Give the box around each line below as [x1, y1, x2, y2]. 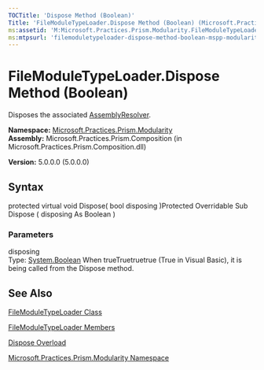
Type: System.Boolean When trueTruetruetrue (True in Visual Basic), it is [8, 255, 242, 265]
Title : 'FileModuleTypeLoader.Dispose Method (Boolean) [8, 19, 195, 27]
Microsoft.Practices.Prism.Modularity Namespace [8, 353, 170, 363]
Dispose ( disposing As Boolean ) [8, 209, 116, 219]
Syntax [8, 180, 44, 194]
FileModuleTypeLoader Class [8, 308, 102, 317]
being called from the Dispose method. [8, 264, 134, 273]
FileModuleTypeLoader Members [8, 323, 115, 332]
